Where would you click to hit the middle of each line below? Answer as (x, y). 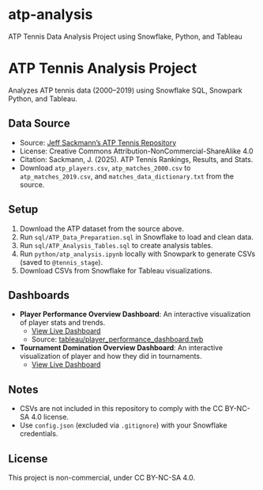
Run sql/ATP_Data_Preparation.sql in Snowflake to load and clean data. (137, 237)
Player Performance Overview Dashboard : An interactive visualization (135, 315)
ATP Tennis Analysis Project (103, 68)
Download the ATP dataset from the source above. (101, 228)
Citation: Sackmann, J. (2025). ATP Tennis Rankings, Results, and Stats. (136, 159)
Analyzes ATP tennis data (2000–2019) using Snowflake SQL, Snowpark (125, 90)
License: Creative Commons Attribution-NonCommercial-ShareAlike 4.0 (137, 151)
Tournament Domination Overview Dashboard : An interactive (121, 348)
